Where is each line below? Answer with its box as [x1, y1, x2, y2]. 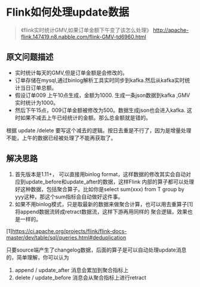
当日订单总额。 [20, 84, 57, 91]
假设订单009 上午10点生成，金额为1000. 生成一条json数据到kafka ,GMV [14, 91, 190, 99]
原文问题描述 [6, 52, 54, 62]
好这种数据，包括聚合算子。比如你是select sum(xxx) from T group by [14, 185, 185, 192]
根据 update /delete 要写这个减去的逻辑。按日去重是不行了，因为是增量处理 [6, 126, 192, 134]
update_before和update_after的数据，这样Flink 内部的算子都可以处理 [25, 178, 195, 185]
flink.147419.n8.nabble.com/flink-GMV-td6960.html [20, 33, 146, 40]
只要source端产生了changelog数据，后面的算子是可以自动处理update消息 [6, 246, 187, 253]
